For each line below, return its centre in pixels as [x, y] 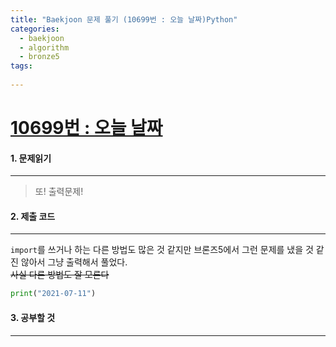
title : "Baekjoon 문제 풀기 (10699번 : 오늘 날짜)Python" [124, 19]
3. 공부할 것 [33, 317]
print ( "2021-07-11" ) [53, 294]
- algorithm [44, 47]
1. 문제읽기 [31, 158]
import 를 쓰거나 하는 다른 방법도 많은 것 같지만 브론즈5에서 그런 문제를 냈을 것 [162, 250]
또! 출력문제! [59, 192]
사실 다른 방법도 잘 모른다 [60, 275]
